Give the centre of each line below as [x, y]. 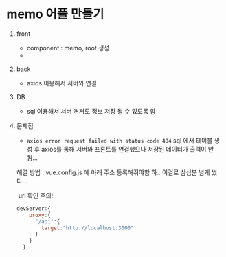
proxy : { [40, 215]
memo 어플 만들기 [55, 14]
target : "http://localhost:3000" [88, 228]
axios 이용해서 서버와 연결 [62, 83]
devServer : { [33, 208]
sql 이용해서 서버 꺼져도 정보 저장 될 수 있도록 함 [91, 111]
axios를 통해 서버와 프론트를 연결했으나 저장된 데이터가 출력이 [124, 149]
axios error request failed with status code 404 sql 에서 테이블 [120, 140]
